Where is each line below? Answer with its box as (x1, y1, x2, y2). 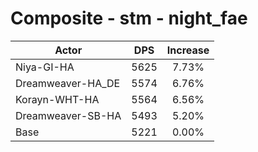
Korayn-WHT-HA (15, 92, 100, 106)
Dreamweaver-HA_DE (15, 76, 121, 90)
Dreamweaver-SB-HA (15, 108, 122, 122)
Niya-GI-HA (15, 60, 75, 74)
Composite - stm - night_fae (10, 7, 248, 30)
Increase (166, 43, 210, 57)
